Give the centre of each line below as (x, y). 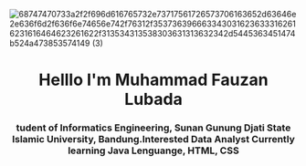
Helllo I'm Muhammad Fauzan (153, 80)
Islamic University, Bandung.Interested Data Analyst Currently (153, 140)
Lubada (153, 99)
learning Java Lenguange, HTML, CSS (153, 150)
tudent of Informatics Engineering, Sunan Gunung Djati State (153, 128)
